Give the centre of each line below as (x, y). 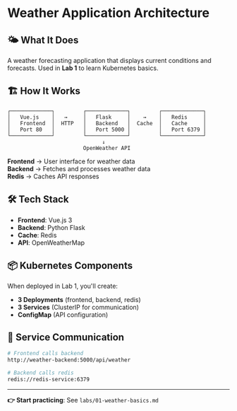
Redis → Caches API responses (53, 176)
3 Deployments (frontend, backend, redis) (79, 300)
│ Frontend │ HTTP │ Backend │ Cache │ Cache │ (107, 123)
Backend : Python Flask (51, 227)
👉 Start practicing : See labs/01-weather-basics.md (83, 400)
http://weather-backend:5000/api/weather (69, 360)
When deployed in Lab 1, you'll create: (63, 286)
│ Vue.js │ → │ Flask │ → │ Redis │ (107, 117)
